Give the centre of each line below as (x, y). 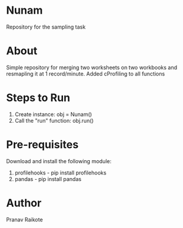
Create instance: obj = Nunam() (53, 114)
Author (24, 203)
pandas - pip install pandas (48, 179)
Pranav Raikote (25, 219)
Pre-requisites (42, 145)
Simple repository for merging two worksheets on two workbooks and (92, 67)
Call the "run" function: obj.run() (54, 120)
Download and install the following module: (59, 161)
